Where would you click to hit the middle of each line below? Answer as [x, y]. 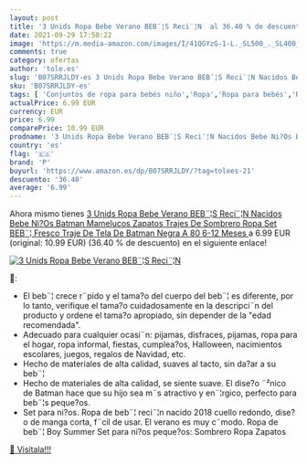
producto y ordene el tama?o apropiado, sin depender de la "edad [147, 315]
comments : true [38, 52]
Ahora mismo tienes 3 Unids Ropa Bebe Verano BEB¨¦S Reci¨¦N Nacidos [146, 214]
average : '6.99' [40, 188]
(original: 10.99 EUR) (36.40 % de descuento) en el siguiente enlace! [138, 243]
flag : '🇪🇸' [32, 153]
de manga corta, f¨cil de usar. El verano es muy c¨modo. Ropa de [154, 422]
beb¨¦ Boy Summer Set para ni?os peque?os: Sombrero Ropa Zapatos [154, 432]
